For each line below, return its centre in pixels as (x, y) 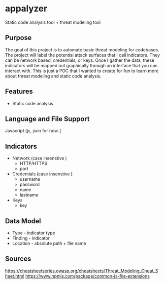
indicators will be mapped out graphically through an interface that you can (81, 65)
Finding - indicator (31, 238)
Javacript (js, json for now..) (33, 131)
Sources (18, 259)
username (30, 179)
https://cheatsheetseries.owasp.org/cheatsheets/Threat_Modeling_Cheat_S (82, 271)
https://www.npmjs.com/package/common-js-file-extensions (88, 276)
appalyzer (26, 9)
